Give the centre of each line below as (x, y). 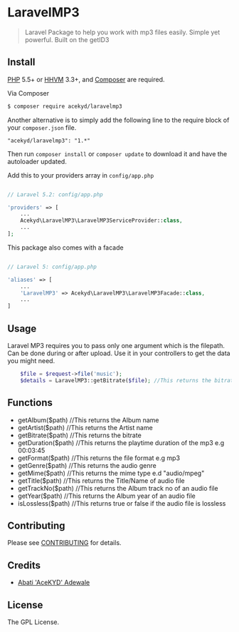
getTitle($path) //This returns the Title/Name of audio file (101, 480)
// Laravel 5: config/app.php (52, 267)
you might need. (31, 360)
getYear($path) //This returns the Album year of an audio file (106, 496)
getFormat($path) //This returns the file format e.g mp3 (99, 458)
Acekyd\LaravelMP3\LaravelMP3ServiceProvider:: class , (101, 221)
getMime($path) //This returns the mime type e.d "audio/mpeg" (111, 473)
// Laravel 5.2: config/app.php (55, 194)
